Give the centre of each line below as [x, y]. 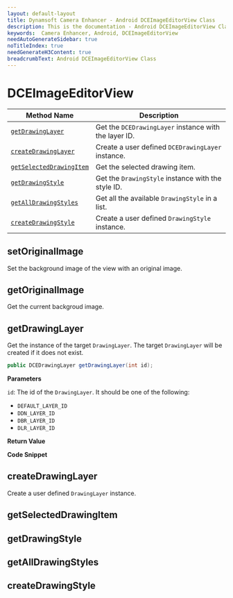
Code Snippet [27, 455]
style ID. [109, 187]
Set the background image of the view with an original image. [95, 268]
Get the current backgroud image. [55, 307]
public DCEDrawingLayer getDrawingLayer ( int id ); [80, 365]
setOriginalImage [45, 252]
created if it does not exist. [45, 353]
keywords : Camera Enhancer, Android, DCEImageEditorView [93, 33]
